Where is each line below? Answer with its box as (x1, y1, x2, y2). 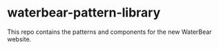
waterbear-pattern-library (7, 5, 161, 21)
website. (7, 35, 32, 43)
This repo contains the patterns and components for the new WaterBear (7, 28, 212, 36)
